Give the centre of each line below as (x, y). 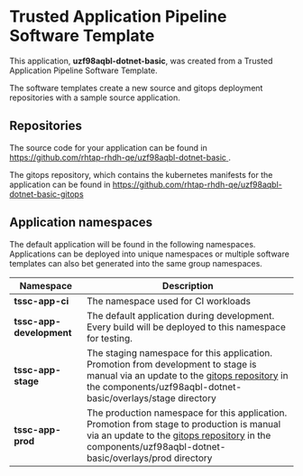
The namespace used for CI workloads (169, 301)
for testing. (110, 338)
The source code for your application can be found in (108, 147)
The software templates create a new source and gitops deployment (136, 88)
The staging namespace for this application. (180, 352)
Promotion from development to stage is (172, 364)
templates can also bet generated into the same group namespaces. (136, 263)
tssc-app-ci (41, 301)
